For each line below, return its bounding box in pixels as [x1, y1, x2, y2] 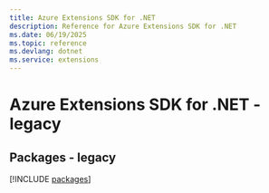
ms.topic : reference [9, 38, 88, 48]
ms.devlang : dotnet [9, 47, 83, 56]
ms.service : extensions [9, 55, 100, 64]
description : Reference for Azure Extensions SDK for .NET [9, 22, 237, 31]
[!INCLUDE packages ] [9, 174, 91, 184]
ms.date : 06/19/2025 [9, 30, 88, 39]
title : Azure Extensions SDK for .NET [9, 13, 156, 23]
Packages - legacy [9, 150, 116, 165]
